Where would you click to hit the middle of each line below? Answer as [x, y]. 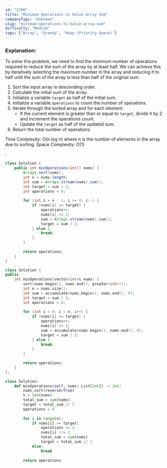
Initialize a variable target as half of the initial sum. [65, 97]
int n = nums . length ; [46, 177]
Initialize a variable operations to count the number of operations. [80, 103]
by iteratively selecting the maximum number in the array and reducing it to [82, 72]
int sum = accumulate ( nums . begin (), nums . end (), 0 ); [79, 293]
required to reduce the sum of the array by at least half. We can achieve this [83, 67]
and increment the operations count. [57, 119]
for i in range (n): [43, 418]
